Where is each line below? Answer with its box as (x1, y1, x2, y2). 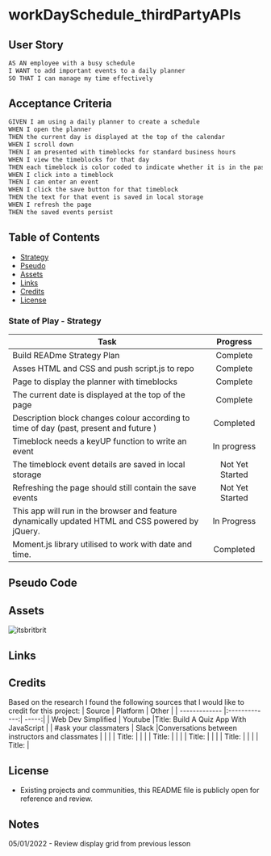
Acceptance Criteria (8, 97, 112, 111)
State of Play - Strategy (8, 315, 102, 327)
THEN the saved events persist (8, 208, 114, 216)
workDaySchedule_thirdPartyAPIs (8, 6, 242, 24)
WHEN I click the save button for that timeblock (8, 186, 179, 194)
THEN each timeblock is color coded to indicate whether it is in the (8, 163, 251, 171)
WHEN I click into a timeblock (8, 171, 114, 179)
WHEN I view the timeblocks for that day (8, 155, 150, 163)
